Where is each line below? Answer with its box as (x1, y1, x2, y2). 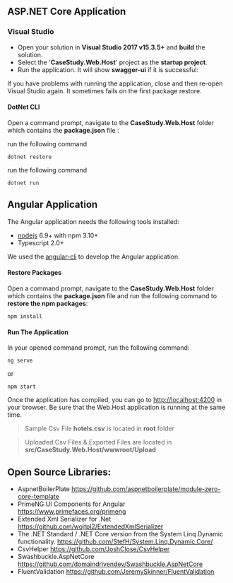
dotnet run (7, 179, 40, 187)
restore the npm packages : (7, 299, 88, 307)
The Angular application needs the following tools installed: (7, 217, 180, 225)
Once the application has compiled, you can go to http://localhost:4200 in (7, 396, 222, 404)
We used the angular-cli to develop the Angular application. (7, 252, 180, 261)
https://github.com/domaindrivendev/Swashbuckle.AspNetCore (17, 560, 203, 568)
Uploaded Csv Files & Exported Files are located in (24, 438, 172, 447)
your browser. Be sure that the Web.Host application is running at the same (7, 403, 226, 412)
